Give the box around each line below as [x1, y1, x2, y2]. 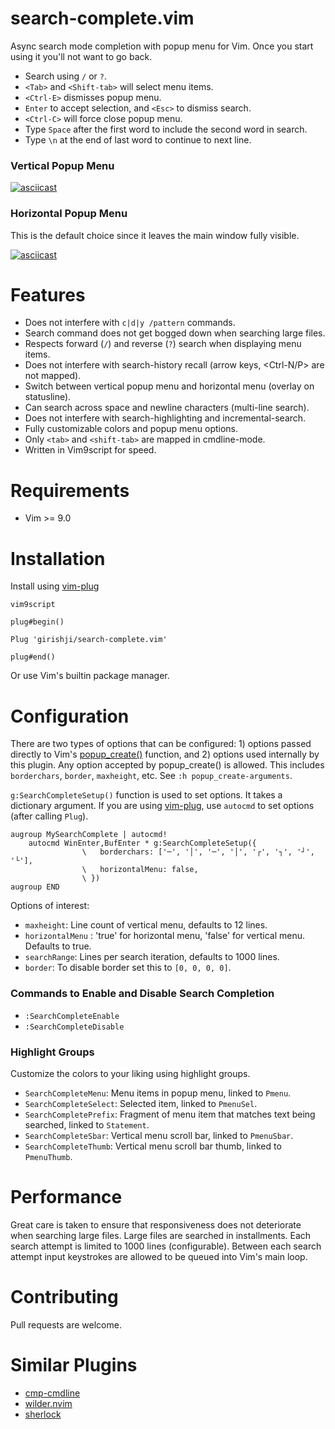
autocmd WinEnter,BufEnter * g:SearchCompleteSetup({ [28, 838, 257, 849]
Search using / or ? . [24, 70, 107, 82]
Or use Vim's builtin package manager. [10, 670, 170, 682]
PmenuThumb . [24, 1150, 73, 1162]
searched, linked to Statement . [24, 1118, 150, 1131]
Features [10, 283, 86, 306]
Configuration [10, 705, 130, 727]
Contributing [10, 1286, 119, 1308]
